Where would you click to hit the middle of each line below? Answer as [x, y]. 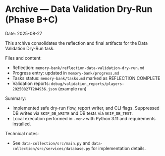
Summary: [16, 98]
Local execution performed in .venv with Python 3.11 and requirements [84, 118]
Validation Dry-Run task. [30, 48]
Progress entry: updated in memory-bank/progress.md [66, 73]
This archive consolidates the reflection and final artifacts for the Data [76, 43]
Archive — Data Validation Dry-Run [79, 9]
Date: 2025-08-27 [24, 33]
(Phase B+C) [32, 20]
